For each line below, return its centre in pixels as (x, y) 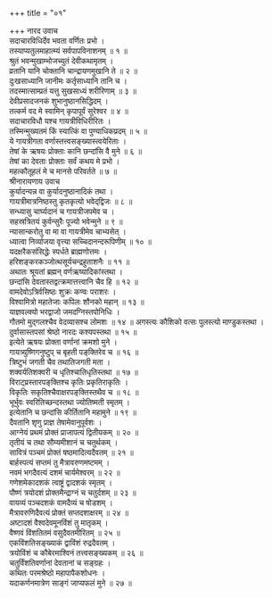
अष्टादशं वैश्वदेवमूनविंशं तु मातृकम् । (59, 523)
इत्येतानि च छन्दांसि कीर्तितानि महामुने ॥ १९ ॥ (73, 412)
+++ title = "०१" (38, 13)
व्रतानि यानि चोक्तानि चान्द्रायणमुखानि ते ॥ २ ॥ (74, 71)
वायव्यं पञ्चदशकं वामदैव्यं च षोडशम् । (61, 502)
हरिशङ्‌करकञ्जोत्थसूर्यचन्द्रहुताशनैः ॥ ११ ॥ (70, 262)
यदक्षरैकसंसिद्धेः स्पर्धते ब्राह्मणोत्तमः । (58, 252)
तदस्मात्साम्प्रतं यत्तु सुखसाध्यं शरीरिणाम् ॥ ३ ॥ (73, 91)
